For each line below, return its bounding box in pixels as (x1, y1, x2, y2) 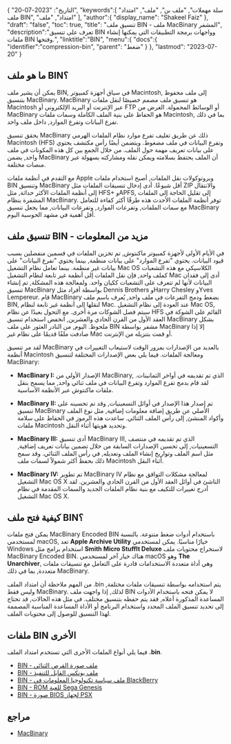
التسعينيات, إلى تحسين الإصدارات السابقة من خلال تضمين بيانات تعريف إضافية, (17, 441, 219, 450)
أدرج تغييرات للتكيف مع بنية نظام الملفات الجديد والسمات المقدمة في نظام (17, 484, 209, 493)
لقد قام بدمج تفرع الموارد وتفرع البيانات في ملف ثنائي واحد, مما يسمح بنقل (17, 378, 209, 386)
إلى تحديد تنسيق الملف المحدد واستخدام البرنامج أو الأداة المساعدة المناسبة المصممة (7, 602, 224, 611)
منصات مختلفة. (7, 160, 46, 169)
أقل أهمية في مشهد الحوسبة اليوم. (7, 210, 96, 218)
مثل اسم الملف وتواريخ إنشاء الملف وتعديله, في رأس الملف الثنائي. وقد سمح (17, 449, 214, 457)
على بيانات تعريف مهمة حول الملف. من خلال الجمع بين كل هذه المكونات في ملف (7, 145, 214, 154)
